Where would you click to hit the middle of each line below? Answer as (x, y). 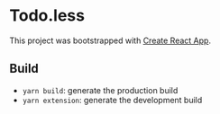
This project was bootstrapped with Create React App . (110, 40)
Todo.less (47, 16)
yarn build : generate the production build (100, 90)
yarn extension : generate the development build (112, 100)
